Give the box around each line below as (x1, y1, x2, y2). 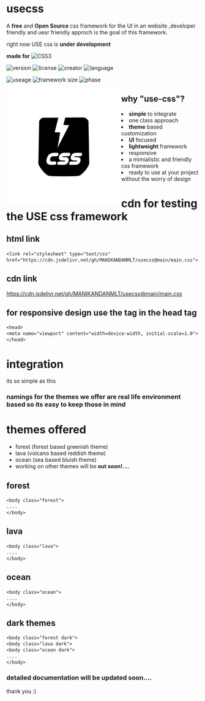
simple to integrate (129, 110, 177, 118)
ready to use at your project (129, 168, 199, 176)
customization (121, 129, 157, 137)
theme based (129, 123, 163, 130)
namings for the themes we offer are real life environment (6, 392, 181, 401)
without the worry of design (121, 175, 192, 182)
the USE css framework (6, 209, 128, 223)
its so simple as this (6, 377, 56, 384)
